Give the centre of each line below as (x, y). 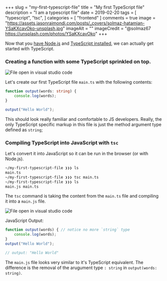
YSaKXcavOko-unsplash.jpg (34, 28)
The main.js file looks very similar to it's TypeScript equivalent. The (74, 262)
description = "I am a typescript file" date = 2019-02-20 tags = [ (71, 12)
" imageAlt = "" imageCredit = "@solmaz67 (107, 28)
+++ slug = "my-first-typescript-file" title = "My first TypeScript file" (75, 7)
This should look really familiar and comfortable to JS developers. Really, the (83, 119)
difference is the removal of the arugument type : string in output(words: (81, 268)
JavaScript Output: (24, 221)
